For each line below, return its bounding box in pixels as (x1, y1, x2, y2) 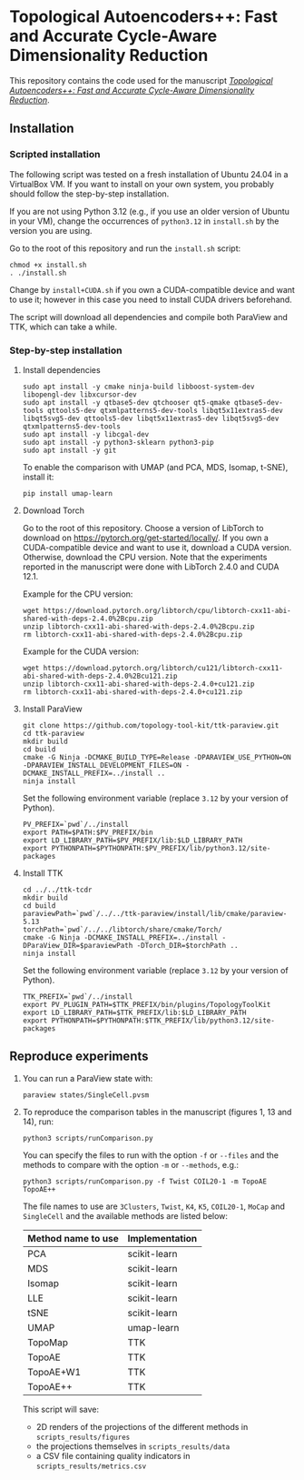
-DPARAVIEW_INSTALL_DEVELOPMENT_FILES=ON (22, 760, 181, 770)
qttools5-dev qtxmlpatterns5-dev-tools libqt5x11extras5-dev (46, 406, 283, 415)
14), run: (22, 1116, 54, 1127)
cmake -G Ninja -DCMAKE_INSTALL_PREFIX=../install (22, 932, 219, 942)
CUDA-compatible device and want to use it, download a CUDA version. (22, 541, 292, 552)
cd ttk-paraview (22, 729, 84, 738)
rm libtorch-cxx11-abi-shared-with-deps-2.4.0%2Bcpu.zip (22, 629, 243, 639)
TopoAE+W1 (26, 1365, 82, 1378)
